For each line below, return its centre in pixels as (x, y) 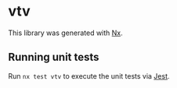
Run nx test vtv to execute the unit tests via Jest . (89, 76)
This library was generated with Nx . (65, 33)
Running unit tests (54, 57)
